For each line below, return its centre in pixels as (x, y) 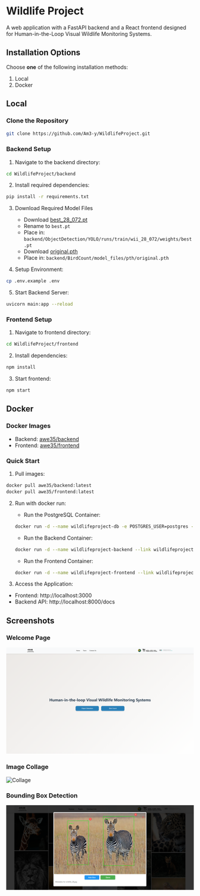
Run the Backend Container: (58, 538)
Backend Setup (29, 149)
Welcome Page (28, 638)
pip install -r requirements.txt (48, 197)
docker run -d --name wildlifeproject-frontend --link (84, 572)
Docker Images (29, 426)
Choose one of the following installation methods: (67, 67)
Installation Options (43, 53)
